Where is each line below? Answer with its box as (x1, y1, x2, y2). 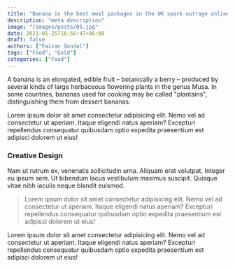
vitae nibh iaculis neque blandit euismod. (7, 181, 125, 190)
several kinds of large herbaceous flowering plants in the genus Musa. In (7, 82, 217, 91)
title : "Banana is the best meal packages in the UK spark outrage (7, 10, 208, 17)
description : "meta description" (7, 17, 105, 24)
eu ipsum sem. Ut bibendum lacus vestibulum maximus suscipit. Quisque (7, 174, 218, 183)
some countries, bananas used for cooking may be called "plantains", (7, 90, 208, 98)
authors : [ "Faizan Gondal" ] (7, 43, 90, 50)
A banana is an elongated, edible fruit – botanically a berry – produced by (7, 75, 219, 83)
